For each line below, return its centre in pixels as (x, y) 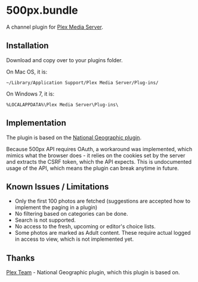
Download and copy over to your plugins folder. (65, 60)
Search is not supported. (45, 220)
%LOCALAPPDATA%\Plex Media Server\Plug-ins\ (62, 105)
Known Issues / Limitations (58, 187)
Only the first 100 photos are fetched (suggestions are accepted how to (103, 201)
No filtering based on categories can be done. (71, 214)
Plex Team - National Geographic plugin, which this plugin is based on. (93, 272)
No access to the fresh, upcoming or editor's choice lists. (85, 226)
